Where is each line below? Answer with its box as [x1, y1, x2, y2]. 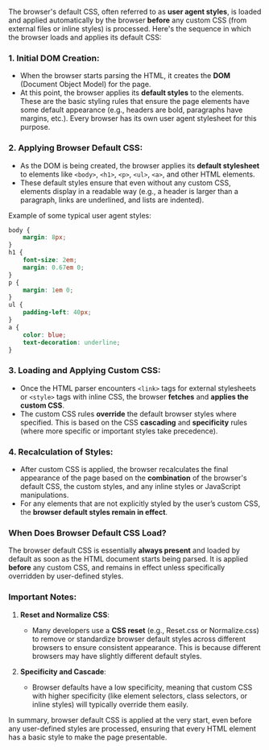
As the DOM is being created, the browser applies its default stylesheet [19, 160, 260, 170]
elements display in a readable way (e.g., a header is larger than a [19, 186, 239, 196]
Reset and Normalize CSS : [19, 610, 110, 619]
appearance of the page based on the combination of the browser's [19, 473, 247, 483]
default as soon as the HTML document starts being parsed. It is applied [8, 554, 248, 564]
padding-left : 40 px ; [23, 309, 92, 317]
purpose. [19, 122, 51, 132]
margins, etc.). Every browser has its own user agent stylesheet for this [19, 114, 257, 123]
